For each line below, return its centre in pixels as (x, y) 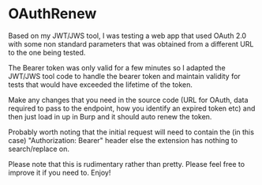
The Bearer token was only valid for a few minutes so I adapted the (117, 67)
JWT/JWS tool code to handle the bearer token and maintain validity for (124, 76)
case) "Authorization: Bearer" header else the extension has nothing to (123, 140)
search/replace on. (39, 149)
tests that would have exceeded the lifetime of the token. (101, 85)
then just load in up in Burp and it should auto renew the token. (110, 116)
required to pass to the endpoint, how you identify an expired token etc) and (132, 108)
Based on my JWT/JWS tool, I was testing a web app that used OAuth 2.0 (127, 36)
